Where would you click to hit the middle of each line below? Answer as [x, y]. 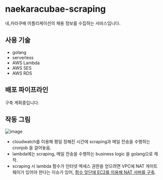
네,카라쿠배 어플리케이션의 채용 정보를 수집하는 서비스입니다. [63, 23]
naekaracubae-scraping [55, 9]
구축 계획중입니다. [22, 103]
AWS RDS [22, 73]
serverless [23, 57]
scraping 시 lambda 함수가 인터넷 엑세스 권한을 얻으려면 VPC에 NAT [78, 166]
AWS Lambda [26, 63]
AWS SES [22, 68]
